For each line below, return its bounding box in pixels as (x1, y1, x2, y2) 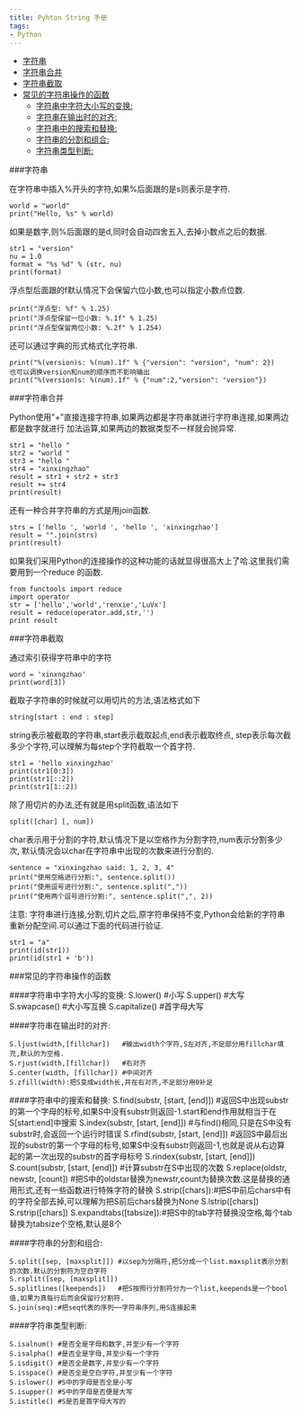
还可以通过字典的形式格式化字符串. (9, 341, 138, 351)
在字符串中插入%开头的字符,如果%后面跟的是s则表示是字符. (9, 183, 231, 194)
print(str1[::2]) (9, 775, 75, 784)
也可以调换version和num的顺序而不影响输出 (9, 368, 150, 378)
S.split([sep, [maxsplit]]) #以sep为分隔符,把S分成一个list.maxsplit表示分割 (9, 1258, 288, 1267)
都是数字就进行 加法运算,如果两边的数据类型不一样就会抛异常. (9, 423, 237, 434)
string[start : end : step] (9, 713, 115, 722)
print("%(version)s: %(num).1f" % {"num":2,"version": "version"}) (9, 376, 268, 385)
